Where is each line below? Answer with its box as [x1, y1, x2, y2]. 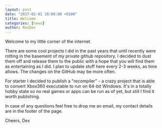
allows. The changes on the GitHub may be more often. [5, 69, 116, 74]
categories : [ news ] [5, 20, 45, 26]
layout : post [5, 7, 32, 12]
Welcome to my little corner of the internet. [5, 38, 92, 44]
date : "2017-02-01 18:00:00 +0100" [5, 12, 78, 17]
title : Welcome [5, 16, 36, 21]
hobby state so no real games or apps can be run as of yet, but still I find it [5, 89, 155, 94]
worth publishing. [5, 93, 40, 100]
